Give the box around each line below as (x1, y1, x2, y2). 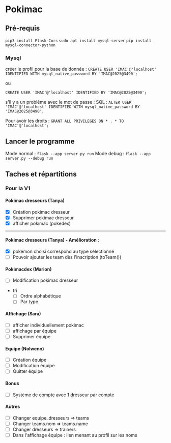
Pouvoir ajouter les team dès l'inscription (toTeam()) (12, 254, 122, 260)
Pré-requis (5, 24, 40, 33)
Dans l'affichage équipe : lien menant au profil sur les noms (12, 432, 137, 438)
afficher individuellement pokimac (12, 322, 84, 328)
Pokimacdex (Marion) (5, 266, 52, 272)
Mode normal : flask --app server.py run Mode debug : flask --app (5, 151, 151, 157)
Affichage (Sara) (5, 311, 41, 317)
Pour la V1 (5, 185, 31, 192)
